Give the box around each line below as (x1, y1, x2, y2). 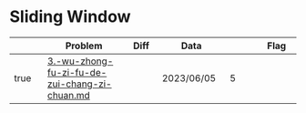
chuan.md (46, 88, 91, 101)
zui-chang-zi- (46, 77, 112, 90)
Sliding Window (9, 6, 131, 27)
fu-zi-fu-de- (46, 66, 107, 78)
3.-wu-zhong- (46, 55, 114, 67)
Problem (65, 39, 103, 52)
